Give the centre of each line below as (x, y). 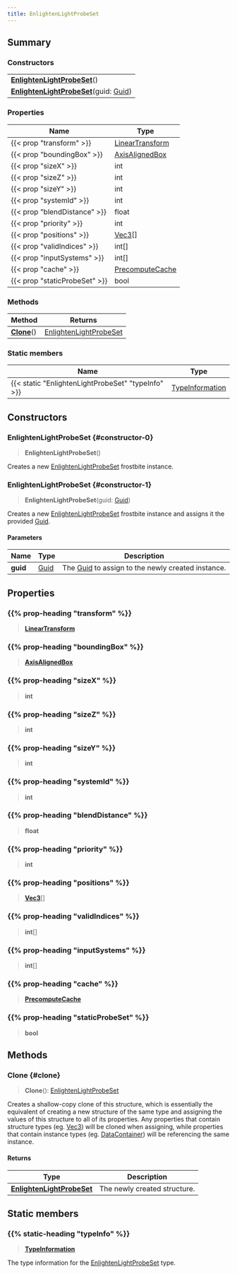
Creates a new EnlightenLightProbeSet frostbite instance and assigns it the (116, 514)
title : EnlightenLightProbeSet (53, 14)
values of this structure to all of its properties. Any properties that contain (114, 1119)
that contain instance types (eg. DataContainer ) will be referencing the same (119, 1134)
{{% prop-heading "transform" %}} (69, 613)
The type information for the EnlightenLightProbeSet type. (92, 1263)
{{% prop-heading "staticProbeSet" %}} (78, 1018)
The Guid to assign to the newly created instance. (144, 568)
